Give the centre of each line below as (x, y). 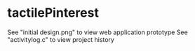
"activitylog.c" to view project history (61, 39)
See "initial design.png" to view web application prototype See (97, 32)
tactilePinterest (53, 13)
